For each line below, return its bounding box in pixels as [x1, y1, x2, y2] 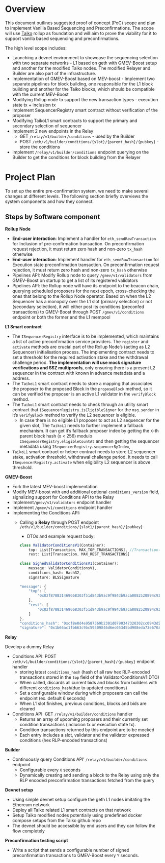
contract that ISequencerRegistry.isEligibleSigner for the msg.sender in [12, 406, 159, 413]
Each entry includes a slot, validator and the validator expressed [19, 732, 150, 738]
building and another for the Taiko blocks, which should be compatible [12, 86, 155, 92]
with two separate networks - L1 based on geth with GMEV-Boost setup [12, 60, 157, 66]
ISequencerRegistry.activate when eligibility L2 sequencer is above [12, 459, 151, 465]
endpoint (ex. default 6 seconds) [19, 695, 86, 702]
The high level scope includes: [5, 45, 67, 51]
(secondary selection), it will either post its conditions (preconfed [12, 304, 144, 310]
